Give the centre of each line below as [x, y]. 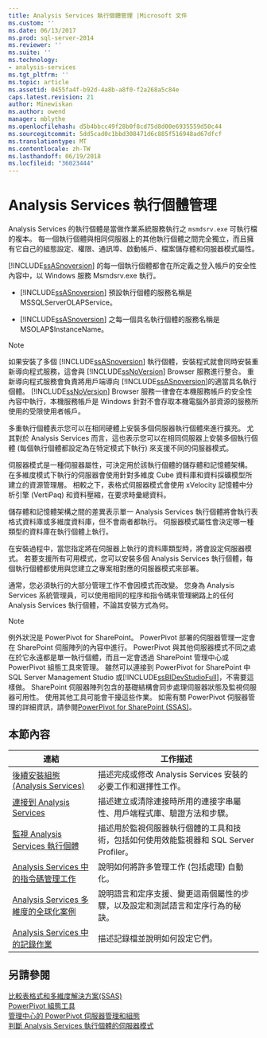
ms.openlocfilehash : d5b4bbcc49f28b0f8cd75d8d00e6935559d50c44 [115, 126]
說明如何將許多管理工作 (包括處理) [162, 866]
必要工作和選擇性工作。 [142, 786]
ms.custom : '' [32, 23]
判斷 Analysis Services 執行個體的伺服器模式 [81, 1025]
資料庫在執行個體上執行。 [71, 532]
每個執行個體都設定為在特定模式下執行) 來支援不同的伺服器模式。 [126, 448]
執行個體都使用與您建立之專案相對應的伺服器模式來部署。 [109, 569]
